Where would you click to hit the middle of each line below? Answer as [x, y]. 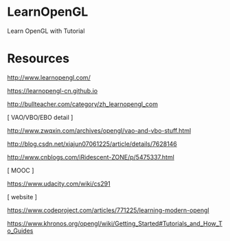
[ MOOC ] [21, 170]
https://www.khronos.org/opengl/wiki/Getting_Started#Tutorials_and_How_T [115, 223]
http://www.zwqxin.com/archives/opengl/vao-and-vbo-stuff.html [99, 130]
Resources [38, 59]
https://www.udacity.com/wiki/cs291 [59, 183]
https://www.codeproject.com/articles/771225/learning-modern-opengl [108, 210]
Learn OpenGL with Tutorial [46, 31]
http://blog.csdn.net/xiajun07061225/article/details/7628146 [92, 144]
